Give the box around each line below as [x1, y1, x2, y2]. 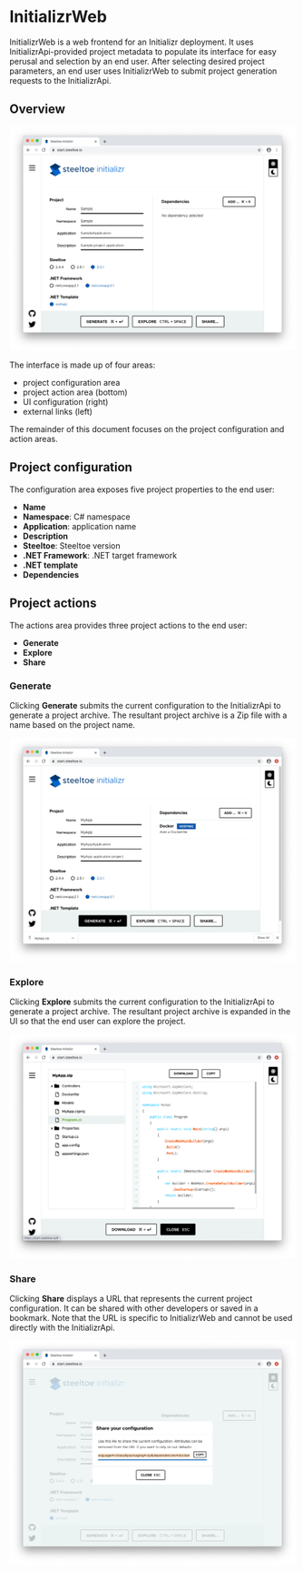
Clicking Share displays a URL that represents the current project [9, 1293, 253, 1304]
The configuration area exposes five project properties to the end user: [9, 484, 275, 495]
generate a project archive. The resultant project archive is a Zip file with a [9, 710, 288, 720]
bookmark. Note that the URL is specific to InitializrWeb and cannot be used [9, 1312, 293, 1323]
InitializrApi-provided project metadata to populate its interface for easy [9, 45, 277, 56]
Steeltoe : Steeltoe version [22, 539, 121, 551]
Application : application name [22, 520, 137, 531]
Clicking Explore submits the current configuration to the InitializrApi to [9, 996, 275, 1007]
